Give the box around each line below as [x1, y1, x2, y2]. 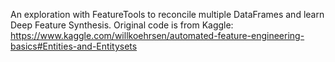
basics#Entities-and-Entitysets [10, 40, 138, 52]
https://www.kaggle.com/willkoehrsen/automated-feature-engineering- [10, 30, 305, 41]
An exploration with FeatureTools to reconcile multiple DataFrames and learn [10, 9, 325, 20]
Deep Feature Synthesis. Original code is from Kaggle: [10, 19, 234, 31]
